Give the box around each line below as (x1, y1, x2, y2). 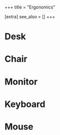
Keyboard (4, 99, 45, 110)
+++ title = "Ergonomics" (4, 4, 56, 10)
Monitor (4, 76, 38, 87)
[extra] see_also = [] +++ (4, 14, 55, 19)
